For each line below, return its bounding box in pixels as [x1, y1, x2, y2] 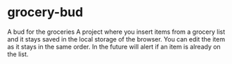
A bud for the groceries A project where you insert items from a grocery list [7, 27, 226, 36]
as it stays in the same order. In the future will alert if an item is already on [7, 42, 221, 51]
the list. [7, 50, 29, 58]
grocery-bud [7, 4, 84, 20]
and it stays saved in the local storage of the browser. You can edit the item [7, 34, 226, 43]
